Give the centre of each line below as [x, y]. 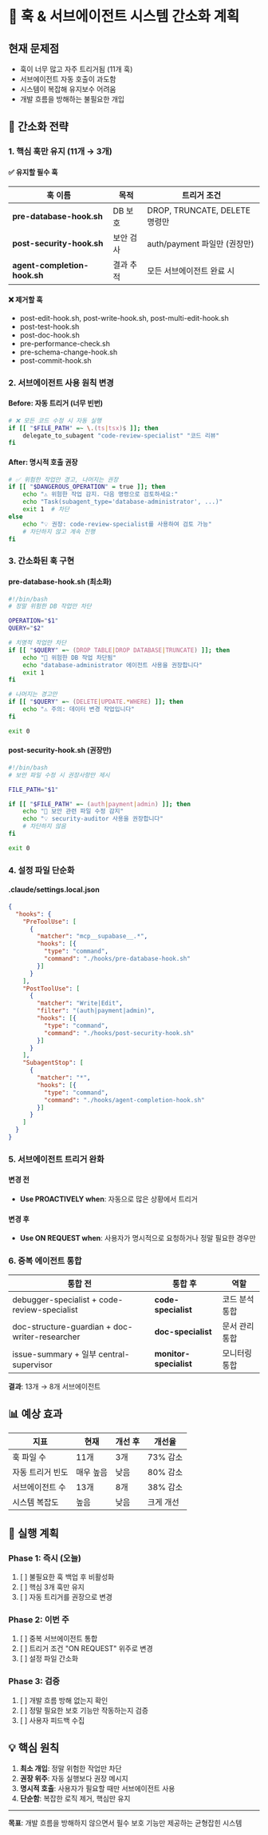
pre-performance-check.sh [65, 343]
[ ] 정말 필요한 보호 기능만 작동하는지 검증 [84, 1710]
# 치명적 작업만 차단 [37, 643]
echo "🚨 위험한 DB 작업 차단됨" [70, 658]
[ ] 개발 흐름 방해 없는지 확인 [64, 1700]
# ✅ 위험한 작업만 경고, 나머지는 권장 [63, 480]
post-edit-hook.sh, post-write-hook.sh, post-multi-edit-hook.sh [124, 318]
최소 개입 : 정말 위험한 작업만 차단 [71, 1769]
